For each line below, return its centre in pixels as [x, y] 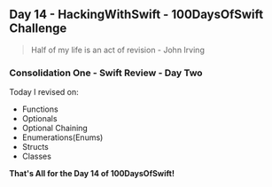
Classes [36, 156]
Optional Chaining [55, 129]
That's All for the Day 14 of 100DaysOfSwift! [92, 174]
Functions [40, 109]
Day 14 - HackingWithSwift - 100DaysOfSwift [136, 15]
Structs [35, 147]
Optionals [39, 119]
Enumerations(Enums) [62, 137]
